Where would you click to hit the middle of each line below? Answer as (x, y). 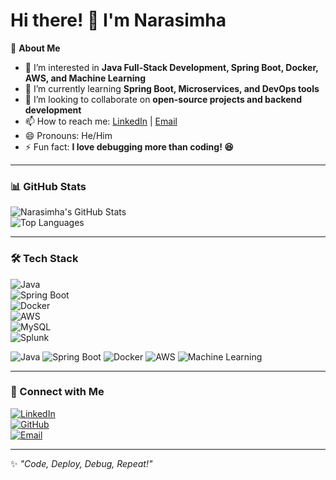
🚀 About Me (35, 48)
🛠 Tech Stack (44, 259)
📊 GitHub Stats (48, 186)
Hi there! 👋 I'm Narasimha (118, 20)
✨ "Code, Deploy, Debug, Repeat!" (81, 463)
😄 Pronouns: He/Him (68, 135)
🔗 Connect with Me (57, 392)
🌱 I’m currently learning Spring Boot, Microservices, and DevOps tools (172, 88)
